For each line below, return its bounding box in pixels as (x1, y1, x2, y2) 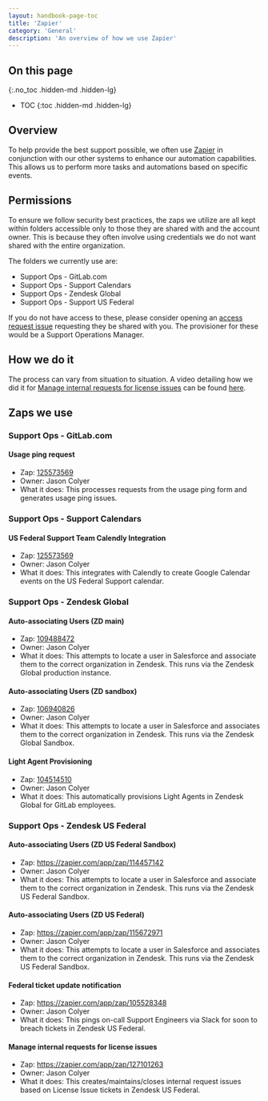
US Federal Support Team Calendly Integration (8, 533, 166, 542)
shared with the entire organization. (8, 240, 126, 250)
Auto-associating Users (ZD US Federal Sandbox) (8, 840, 177, 849)
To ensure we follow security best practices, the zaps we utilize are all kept (8, 215, 256, 224)
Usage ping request (8, 450, 75, 459)
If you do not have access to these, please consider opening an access (8, 313, 243, 322)
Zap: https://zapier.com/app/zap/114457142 (19, 857, 164, 867)
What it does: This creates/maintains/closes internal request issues (19, 1077, 242, 1087)
